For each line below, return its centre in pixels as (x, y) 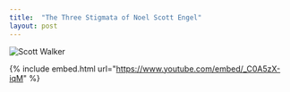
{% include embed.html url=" (63, 69)
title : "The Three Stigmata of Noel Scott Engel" (106, 17)
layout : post (34, 26)
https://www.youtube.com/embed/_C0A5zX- (198, 69)
